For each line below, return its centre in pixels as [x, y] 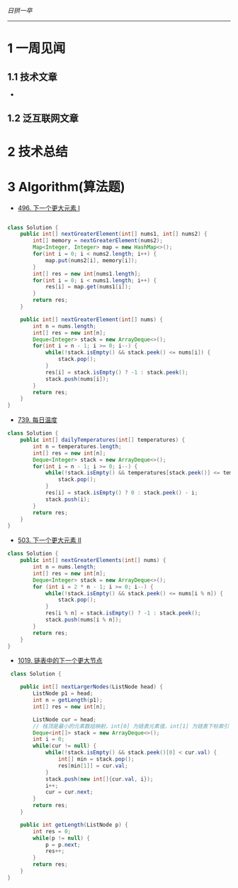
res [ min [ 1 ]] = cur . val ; [93, 766]
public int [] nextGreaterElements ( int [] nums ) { [93, 561]
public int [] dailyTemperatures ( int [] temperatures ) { [103, 440]
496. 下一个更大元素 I [49, 207]
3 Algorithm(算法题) [66, 186]
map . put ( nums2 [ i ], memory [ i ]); [91, 260]
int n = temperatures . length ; [77, 446]
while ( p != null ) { [62, 838]
